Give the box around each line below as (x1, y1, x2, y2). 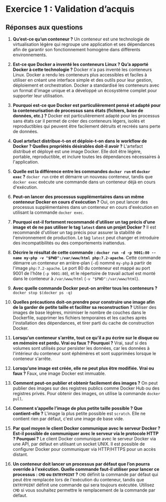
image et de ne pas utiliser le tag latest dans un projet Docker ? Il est (12, 224, 157, 230)
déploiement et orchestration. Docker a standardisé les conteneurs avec (12, 82, 160, 88)
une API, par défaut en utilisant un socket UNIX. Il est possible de (12, 441, 145, 447)
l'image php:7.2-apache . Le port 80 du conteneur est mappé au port (12, 265, 150, 271)
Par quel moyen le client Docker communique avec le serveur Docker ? (12, 425, 161, 431)
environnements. (12, 52, 47, 58)
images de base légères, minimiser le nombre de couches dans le (12, 309, 146, 315)
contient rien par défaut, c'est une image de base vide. (12, 416, 125, 422)
